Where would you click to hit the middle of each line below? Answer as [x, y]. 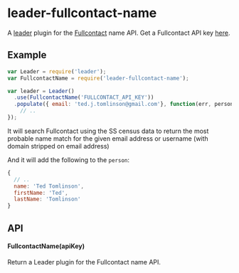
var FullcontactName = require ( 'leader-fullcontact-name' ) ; [99, 78]
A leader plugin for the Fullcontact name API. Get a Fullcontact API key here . [119, 33]
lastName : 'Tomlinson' [47, 199]
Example [27, 55]
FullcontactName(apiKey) [46, 246]
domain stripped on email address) [58, 146]
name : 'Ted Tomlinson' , [49, 186]
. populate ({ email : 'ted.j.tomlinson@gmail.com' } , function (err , [113, 105]
